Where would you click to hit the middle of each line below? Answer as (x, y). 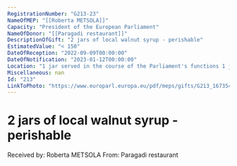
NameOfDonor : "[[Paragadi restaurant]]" (68, 33)
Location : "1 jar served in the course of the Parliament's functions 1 (116, 66)
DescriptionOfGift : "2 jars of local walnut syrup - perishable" (105, 40)
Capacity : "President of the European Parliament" (83, 27)
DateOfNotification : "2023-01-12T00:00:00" (72, 60)
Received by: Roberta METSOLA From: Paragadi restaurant (93, 155)
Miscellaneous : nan (36, 72)
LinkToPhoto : (26, 86)
